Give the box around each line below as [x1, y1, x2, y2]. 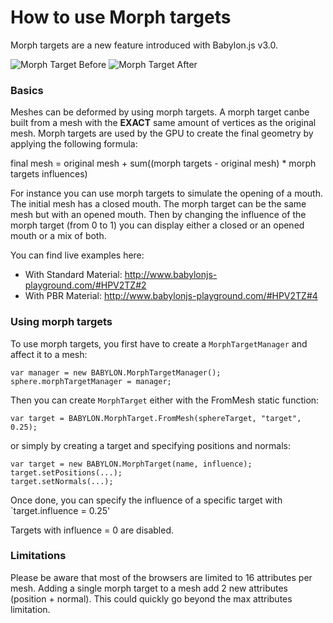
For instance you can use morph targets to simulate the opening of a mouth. [10, 187, 324, 200]
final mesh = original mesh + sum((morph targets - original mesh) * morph [10, 157, 317, 170]
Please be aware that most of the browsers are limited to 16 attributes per [10, 571, 313, 583]
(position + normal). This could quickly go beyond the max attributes [10, 592, 293, 605]
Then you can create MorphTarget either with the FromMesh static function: [10, 394, 320, 406]
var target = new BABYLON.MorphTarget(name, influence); [10, 459, 253, 469]
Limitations [10, 549, 67, 563]
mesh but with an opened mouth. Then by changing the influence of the [10, 209, 307, 221]
